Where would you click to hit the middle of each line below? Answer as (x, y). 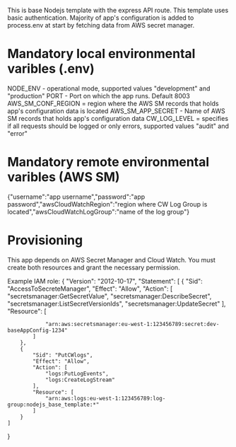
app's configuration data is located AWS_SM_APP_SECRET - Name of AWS (116, 111)
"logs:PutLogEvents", (77, 373)
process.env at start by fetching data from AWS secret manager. (101, 25)
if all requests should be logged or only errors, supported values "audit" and (118, 126)
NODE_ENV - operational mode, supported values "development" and (109, 88)
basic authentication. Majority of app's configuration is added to (101, 18)
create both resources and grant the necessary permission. (94, 267)
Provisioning (45, 240)
